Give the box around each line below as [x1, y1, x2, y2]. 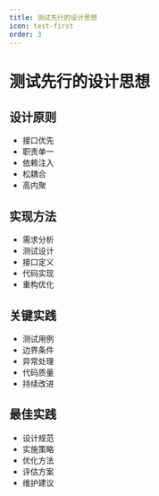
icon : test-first [9, 22, 74, 30]
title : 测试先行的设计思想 [9, 13, 98, 22]
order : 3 [9, 30, 42, 39]
